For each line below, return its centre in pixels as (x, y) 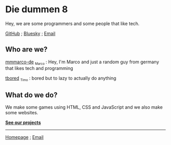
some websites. (22, 113)
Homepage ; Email (24, 137)
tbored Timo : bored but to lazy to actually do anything (61, 79)
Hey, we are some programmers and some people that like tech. (73, 23)
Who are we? (26, 50)
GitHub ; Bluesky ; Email (31, 33)
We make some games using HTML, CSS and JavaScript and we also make (84, 107)
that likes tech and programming (39, 68)
